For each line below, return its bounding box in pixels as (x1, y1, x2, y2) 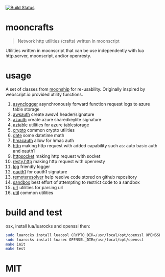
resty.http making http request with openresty (12, 158, 105, 164)
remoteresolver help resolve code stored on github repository (12, 174, 137, 180)
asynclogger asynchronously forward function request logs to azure (12, 101, 150, 107)
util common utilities (12, 190, 53, 195)
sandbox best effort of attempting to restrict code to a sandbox (12, 179, 140, 185)
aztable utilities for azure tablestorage (12, 122, 90, 128)
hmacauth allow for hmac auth (12, 138, 74, 143)
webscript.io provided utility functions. (5, 91, 83, 97)
